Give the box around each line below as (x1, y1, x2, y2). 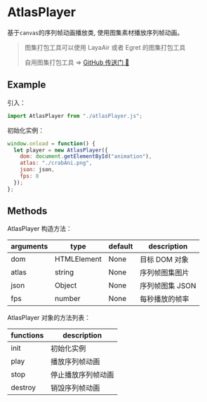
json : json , (20, 166, 55, 173)
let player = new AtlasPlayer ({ (13, 147, 109, 154)
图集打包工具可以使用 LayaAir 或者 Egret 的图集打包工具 (24, 43, 186, 51)
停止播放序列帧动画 (50, 370, 114, 380)
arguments (11, 241, 48, 251)
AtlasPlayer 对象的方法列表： (7, 314, 91, 322)
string (55, 267, 74, 277)
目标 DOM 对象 (140, 255, 189, 264)
